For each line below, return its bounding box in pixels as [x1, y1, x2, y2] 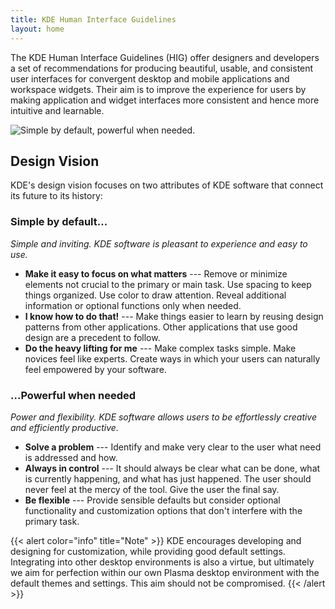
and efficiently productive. [10, 421, 119, 433]
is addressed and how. [24, 451, 118, 463]
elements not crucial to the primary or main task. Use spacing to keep [24, 278, 312, 290]
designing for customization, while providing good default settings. [10, 545, 286, 557]
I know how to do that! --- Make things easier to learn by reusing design [24, 310, 324, 322]
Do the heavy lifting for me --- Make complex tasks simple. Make [24, 342, 297, 354]
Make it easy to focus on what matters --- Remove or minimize [24, 267, 288, 280]
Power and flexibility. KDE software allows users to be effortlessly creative [10, 411, 318, 423]
